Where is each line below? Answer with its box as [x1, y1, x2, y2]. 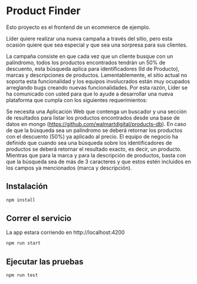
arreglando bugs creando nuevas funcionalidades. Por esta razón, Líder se [6, 84, 188, 91]
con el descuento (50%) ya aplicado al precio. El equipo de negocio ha [6, 133, 179, 140]
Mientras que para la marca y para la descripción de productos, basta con [6, 151, 186, 158]
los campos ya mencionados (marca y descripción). [6, 164, 132, 171]
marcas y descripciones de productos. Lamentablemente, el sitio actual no [6, 71, 188, 78]
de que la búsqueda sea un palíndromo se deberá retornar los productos [6, 127, 183, 134]
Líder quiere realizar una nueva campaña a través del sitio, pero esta [6, 35, 173, 42]
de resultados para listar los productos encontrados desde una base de [6, 114, 180, 121]
